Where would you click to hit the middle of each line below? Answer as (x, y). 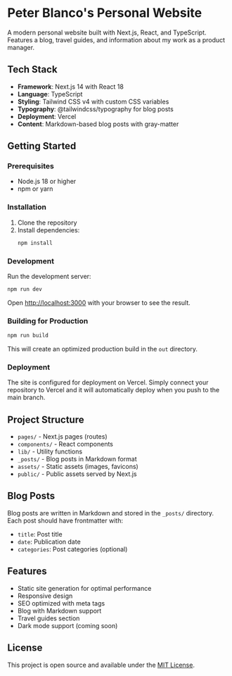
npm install (35, 243)
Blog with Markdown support (59, 611)
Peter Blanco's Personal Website (105, 13)
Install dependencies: (49, 230)
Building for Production (48, 320)
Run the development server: (49, 276)
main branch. (26, 398)
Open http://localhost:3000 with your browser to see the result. (99, 302)
